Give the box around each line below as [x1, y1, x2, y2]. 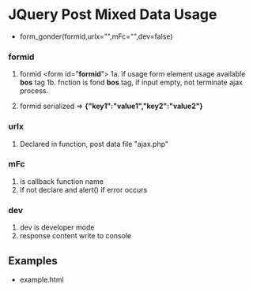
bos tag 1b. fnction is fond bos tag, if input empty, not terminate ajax [19, 77, 244, 88]
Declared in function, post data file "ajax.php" [19, 139, 168, 148]
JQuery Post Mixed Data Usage [8, 6, 217, 24]
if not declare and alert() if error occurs [19, 185, 148, 194]
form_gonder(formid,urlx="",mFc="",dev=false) [19, 32, 173, 41]
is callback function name [19, 176, 104, 186]
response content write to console [19, 231, 132, 241]
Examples [8, 254, 58, 268]
